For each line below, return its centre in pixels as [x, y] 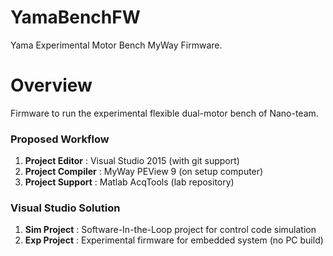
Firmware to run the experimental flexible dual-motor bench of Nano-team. [164, 113]
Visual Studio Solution [65, 208]
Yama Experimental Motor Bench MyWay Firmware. [116, 45]
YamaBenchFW [75, 17]
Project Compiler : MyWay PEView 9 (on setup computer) [144, 172]
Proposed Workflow [60, 139]
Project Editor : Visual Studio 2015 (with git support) [132, 161]
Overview [51, 85]
